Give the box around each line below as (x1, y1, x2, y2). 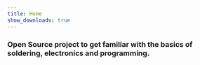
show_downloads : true (7, 17, 71, 24)
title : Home (7, 10, 42, 17)
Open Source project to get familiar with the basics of (7, 40, 193, 50)
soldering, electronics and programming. (7, 48, 150, 58)
